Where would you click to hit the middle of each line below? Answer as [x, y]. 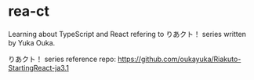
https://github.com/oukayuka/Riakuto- [179, 59]
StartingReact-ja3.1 [38, 67]
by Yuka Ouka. [32, 42]
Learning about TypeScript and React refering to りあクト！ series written [127, 34]
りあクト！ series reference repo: [62, 59]
